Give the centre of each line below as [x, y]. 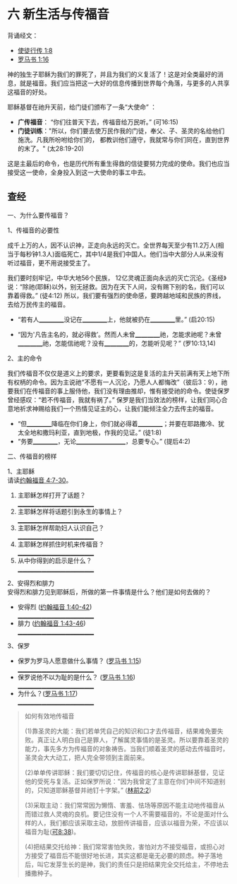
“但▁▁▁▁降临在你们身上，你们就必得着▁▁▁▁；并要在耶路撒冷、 [118, 423]
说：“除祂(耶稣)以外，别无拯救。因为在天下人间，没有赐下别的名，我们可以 [116, 286]
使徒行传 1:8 [35, 50]
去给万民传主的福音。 [38, 304]
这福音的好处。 [29, 92]
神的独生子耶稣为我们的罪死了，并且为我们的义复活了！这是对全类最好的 [112, 74]
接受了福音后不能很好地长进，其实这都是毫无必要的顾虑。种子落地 [127, 855]
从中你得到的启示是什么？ [55, 560]
